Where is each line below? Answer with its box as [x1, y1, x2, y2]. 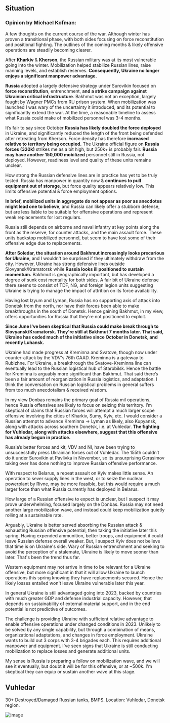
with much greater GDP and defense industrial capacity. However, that [5, 595, 152, 601]
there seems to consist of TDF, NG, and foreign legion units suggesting [5, 282, 153, 288]
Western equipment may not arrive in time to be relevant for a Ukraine [5, 564, 151, 570]
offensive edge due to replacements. [5, 240, 82, 246]
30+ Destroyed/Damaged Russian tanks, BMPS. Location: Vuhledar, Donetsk [5, 697, 165, 703]
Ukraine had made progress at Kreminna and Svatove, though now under [5, 349, 158, 355]
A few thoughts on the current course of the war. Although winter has [5, 30, 150, 37]
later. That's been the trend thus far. [5, 554, 80, 560]
